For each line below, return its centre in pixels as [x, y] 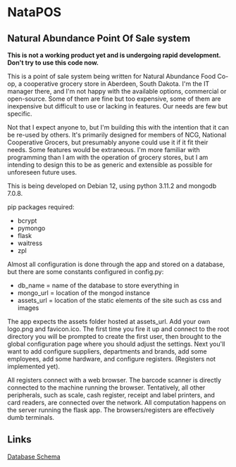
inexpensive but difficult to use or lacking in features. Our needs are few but [117, 106]
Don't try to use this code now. [53, 63]
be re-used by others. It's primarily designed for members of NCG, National [117, 135]
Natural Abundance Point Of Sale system [99, 38]
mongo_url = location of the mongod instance [83, 293]
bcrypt [27, 220]
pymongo [31, 228]
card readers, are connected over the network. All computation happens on [117, 403]
